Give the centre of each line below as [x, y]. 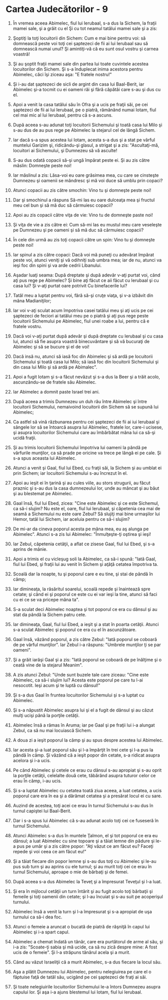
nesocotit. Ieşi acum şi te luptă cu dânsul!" [56, 685]
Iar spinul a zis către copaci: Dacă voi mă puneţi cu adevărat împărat [83, 254]
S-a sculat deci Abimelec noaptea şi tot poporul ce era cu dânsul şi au [85, 609]
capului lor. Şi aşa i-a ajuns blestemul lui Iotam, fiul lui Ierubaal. [77, 992]
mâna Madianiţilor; [32, 300]
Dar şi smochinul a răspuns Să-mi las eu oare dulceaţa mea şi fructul [84, 200]
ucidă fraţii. [24, 438]
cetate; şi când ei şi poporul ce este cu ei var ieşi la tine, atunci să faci [85, 594]
